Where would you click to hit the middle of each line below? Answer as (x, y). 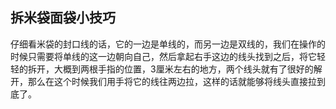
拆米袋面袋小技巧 (63, 18)
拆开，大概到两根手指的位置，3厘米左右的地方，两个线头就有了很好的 (170, 69)
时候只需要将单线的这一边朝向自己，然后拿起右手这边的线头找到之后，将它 (163, 56)
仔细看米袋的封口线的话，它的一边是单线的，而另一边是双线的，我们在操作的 (168, 44)
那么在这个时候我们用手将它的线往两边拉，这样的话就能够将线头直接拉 (172, 81)
